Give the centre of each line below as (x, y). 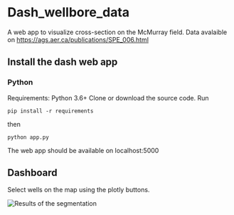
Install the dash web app (63, 62)
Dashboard (32, 173)
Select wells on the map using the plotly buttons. (79, 190)
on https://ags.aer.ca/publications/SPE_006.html (78, 39)
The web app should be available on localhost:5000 (83, 150)
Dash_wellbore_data (69, 12)
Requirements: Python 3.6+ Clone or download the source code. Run (108, 98)
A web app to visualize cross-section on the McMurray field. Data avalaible (117, 32)
